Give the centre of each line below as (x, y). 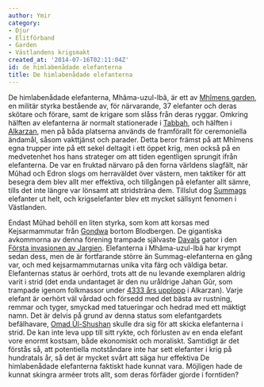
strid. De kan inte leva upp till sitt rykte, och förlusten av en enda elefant (126, 332)
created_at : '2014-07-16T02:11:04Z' (69, 60)
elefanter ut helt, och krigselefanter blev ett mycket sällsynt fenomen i (122, 199)
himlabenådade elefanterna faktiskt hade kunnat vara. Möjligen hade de (126, 366)
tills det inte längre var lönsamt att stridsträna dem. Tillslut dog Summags (128, 190)
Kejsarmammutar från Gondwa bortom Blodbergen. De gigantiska (115, 230)
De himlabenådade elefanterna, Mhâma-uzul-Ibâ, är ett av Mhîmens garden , (132, 97)
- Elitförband (32, 38)
